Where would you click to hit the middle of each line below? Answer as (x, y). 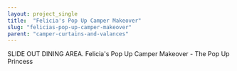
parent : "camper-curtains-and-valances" (68, 34)
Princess (20, 62)
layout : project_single (43, 14)
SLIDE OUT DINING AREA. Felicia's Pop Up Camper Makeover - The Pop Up (118, 54)
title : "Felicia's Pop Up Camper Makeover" (74, 21)
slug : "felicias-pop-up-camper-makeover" (70, 27)
